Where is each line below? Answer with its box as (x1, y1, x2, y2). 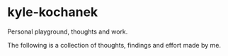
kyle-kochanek (7, 4, 98, 20)
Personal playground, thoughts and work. (7, 27, 128, 36)
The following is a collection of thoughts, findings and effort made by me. (7, 41, 222, 49)
